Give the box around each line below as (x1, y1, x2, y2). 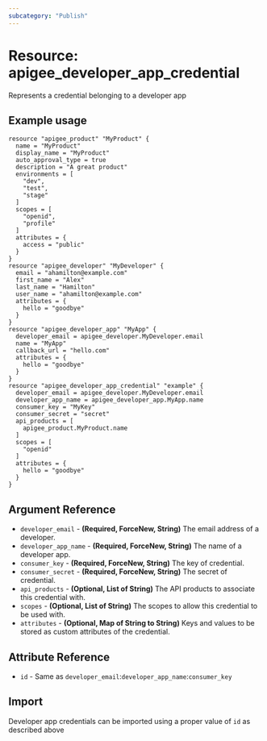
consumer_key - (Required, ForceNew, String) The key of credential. (19, 558, 244, 568)
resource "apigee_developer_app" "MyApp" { (8, 326, 157, 334)
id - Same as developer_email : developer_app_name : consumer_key (19, 672, 232, 681)
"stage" (23, 191, 48, 200)
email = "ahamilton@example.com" (15, 269, 128, 277)
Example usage (8, 114, 87, 127)
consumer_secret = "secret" (15, 410, 111, 418)
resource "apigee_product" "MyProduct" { (8, 135, 150, 144)
